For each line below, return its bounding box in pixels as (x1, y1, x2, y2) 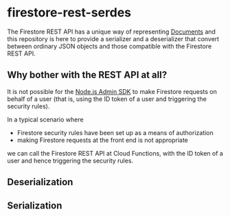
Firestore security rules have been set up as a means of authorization (16, 128, 214, 136)
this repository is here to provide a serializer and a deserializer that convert (7, 34, 220, 43)
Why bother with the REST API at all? (7, 69, 168, 81)
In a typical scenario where (7, 115, 84, 123)
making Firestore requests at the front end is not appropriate (16, 136, 189, 144)
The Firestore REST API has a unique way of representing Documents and (7, 27, 216, 36)
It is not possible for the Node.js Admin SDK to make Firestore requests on (7, 87, 218, 95)
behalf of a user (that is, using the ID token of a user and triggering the (7, 95, 207, 103)
